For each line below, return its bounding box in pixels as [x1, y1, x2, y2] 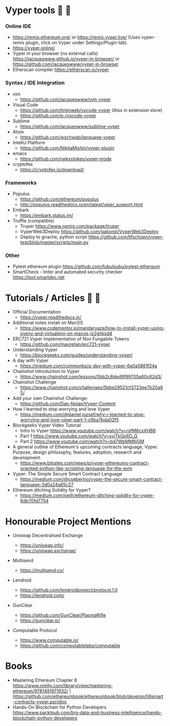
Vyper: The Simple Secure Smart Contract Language [12, 471, 122, 477]
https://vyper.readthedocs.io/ [20, 314, 82, 321]
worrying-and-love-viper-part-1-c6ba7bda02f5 [20, 417, 119, 423]
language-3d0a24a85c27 [20, 482, 74, 488]
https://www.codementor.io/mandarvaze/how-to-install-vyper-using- [20, 325, 165, 331]
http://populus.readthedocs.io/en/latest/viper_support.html [20, 202, 143, 208]
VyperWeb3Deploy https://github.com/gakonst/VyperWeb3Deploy [20, 229, 159, 235]
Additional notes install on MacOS [12, 320, 83, 326]
